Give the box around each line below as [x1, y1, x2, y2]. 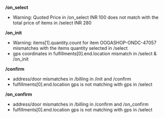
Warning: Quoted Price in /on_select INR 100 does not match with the [12, 14, 159, 20]
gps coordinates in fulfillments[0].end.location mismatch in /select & [12, 51, 157, 56]
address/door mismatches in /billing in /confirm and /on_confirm [12, 101, 149, 107]
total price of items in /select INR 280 [12, 20, 92, 26]
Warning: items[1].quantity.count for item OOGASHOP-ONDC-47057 [12, 40, 157, 46]
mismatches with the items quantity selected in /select [12, 45, 128, 51]
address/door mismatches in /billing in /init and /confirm [12, 76, 132, 82]
